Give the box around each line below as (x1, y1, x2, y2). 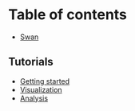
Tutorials (8, 55, 54, 69)
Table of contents (8, 6, 128, 24)
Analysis (19, 93, 49, 103)
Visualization (19, 85, 62, 94)
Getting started (19, 76, 70, 85)
